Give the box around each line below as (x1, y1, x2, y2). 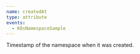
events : (6, 20, 26, 26)
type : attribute (6, 14, 47, 20)
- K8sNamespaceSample (11, 25, 66, 31)
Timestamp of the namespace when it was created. (6, 42, 134, 49)
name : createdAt (6, 8, 47, 15)
